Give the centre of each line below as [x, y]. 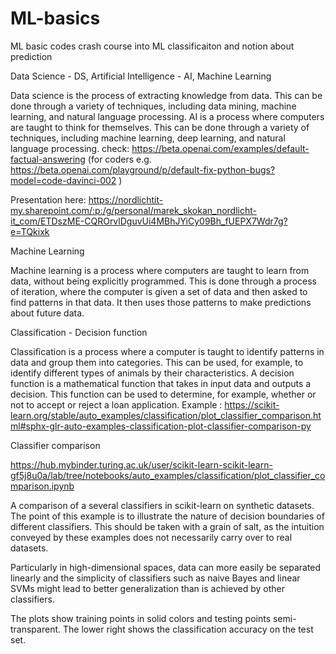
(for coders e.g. [119, 159]
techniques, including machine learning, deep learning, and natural [148, 138]
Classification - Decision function [79, 332]
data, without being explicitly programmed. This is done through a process [163, 281]
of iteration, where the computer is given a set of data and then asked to [159, 291]
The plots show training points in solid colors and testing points [141, 618]
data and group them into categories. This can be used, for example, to [157, 362]
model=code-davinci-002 [63, 180]
